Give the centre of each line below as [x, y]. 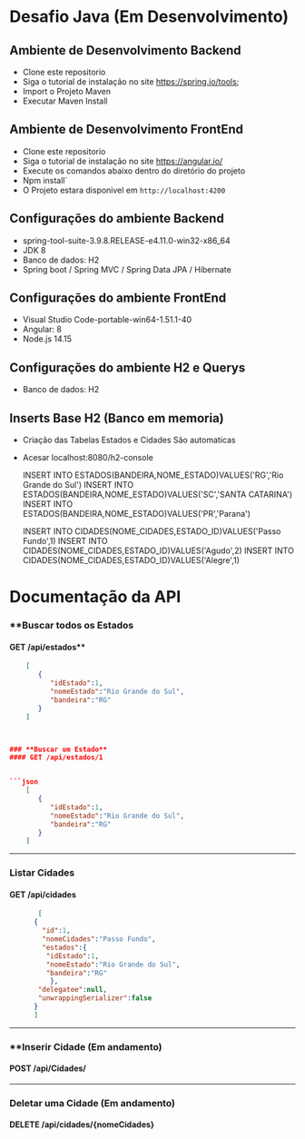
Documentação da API [95, 597]
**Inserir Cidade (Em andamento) [86, 1046]
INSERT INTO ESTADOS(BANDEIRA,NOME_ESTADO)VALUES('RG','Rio [153, 475]
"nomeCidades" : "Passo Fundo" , [99, 939]
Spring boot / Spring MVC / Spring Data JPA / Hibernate [127, 269]
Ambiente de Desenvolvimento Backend [126, 50]
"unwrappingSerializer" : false [95, 998]
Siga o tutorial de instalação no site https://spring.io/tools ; [131, 82]
